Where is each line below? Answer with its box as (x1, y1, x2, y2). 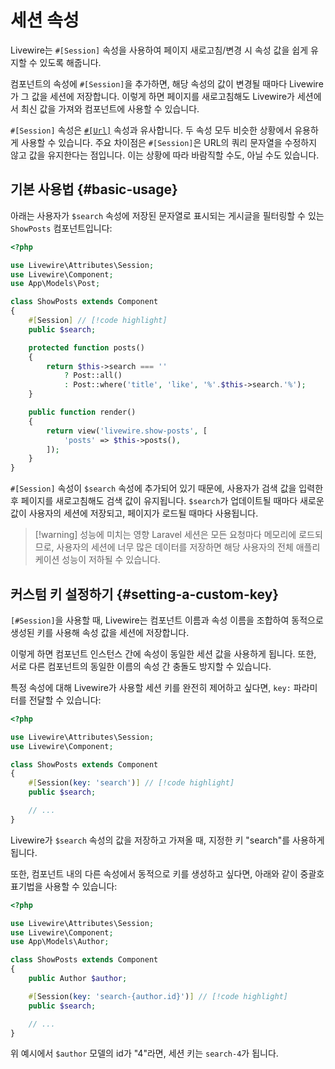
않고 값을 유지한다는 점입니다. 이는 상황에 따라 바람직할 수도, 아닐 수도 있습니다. (10, 149, 320, 161)
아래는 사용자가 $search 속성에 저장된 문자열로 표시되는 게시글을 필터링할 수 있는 (10, 209, 325, 221)
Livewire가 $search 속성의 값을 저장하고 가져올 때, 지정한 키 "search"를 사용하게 (10, 834, 325, 846)
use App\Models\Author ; (10, 937, 110, 947)
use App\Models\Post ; (10, 279, 101, 289)
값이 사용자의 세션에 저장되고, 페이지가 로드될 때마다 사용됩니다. (10, 507, 259, 520)
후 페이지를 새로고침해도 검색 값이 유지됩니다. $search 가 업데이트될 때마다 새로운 (10, 495, 325, 507)
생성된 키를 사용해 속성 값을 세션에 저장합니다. (10, 626, 190, 638)
